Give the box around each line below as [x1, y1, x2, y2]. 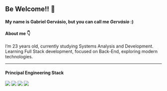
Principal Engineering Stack [5, 70, 64, 76]
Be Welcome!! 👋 [5, 5, 56, 13]
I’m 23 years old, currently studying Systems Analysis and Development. [5, 43, 154, 49]
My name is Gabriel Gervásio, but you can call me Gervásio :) [5, 18, 134, 25]
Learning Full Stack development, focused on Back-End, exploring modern [5, 48, 158, 54]
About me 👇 [5, 30, 31, 36]
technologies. [5, 54, 33, 60]
